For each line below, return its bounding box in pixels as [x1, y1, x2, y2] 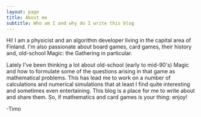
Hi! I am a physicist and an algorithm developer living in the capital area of [6, 37, 191, 44]
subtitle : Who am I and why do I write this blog [6, 20, 135, 26]
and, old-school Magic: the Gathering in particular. [6, 50, 132, 57]
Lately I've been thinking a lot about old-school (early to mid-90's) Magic [6, 61, 189, 69]
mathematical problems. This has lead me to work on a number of [6, 74, 171, 82]
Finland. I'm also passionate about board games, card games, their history [6, 43, 192, 50]
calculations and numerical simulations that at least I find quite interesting [6, 81, 190, 88]
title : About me [6, 15, 47, 21]
